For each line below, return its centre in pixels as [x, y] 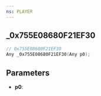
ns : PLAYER [19, 11]
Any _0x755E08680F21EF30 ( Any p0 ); [48, 54]
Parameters [28, 73]
